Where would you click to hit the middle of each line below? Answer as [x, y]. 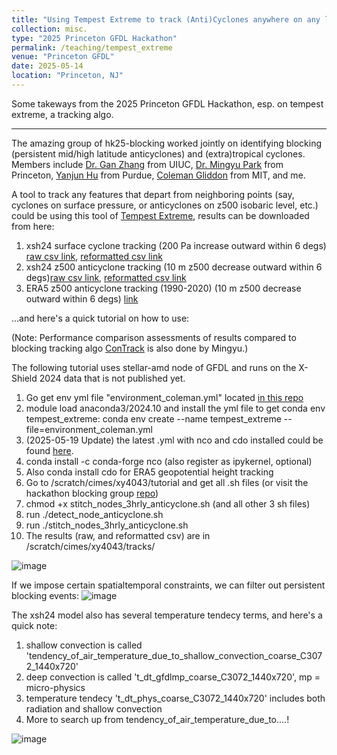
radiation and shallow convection [94, 708]
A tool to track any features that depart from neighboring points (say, [153, 194]
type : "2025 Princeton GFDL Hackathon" [94, 38]
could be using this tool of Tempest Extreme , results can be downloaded [160, 215]
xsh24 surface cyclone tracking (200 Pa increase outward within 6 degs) [176, 245]
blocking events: [45, 595]
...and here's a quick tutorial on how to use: [100, 318]
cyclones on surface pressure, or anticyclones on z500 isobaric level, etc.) [165, 205]
